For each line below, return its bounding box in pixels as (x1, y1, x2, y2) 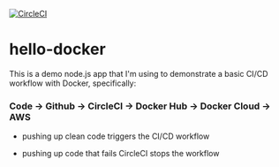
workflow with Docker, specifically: (9, 78, 137, 88)
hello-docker (9, 40, 106, 59)
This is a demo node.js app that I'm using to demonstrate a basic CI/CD (9, 68, 268, 79)
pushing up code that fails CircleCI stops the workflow (21, 148, 220, 159)
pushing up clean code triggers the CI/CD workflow (21, 131, 210, 141)
